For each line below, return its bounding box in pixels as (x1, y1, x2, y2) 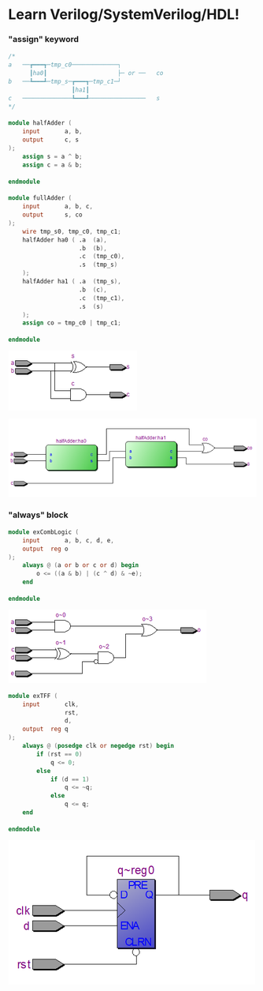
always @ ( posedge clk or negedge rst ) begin (22, 742, 175, 750)
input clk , (22, 700, 80, 708)
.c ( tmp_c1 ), (78, 294, 125, 302)
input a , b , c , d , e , (22, 536, 114, 544)
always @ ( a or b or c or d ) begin (22, 561, 139, 569)
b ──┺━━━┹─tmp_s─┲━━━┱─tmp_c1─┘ (8, 77, 122, 86)
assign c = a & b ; (22, 160, 83, 169)
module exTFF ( (8, 692, 58, 700)
